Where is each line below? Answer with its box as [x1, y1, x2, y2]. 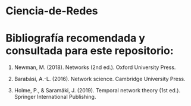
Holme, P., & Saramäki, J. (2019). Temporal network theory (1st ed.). [14, 87, 181, 94]
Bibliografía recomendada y [5, 32, 145, 45]
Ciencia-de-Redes [5, 4, 98, 18]
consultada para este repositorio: [5, 44, 174, 58]
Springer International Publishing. [14, 93, 96, 101]
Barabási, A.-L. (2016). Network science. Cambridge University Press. [14, 76, 186, 83]
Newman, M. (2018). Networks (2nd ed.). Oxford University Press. [14, 64, 176, 71]
